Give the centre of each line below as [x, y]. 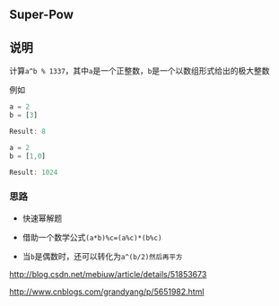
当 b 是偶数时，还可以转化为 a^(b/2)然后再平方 [102, 256]
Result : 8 [28, 131]
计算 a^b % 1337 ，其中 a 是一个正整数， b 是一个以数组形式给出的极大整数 [139, 71]
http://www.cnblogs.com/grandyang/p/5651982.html [107, 292]
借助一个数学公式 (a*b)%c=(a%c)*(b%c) [92, 237]
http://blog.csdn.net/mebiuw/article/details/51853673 [108, 274]
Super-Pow [42, 15]
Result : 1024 [34, 172]
